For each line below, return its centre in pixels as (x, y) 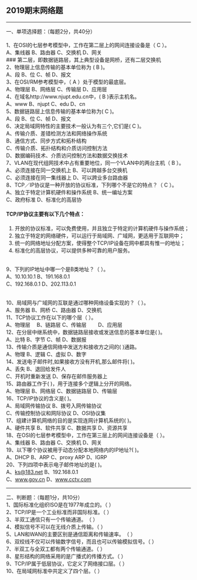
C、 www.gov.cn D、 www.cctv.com (49, 479)
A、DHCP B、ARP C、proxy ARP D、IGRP (57, 458)
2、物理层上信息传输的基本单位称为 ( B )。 (57, 67)
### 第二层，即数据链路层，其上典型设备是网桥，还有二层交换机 (84, 59)
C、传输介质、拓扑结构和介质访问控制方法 (57, 148)
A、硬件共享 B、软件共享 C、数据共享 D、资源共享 (67, 428)
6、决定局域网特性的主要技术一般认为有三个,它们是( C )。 (75, 126)
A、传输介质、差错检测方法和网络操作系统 (57, 133)
